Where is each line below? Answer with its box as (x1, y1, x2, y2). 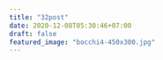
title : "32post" (9, 12, 69, 22)
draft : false (9, 29, 57, 38)
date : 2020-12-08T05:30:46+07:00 (9, 21, 132, 30)
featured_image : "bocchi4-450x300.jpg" (9, 37, 156, 47)
